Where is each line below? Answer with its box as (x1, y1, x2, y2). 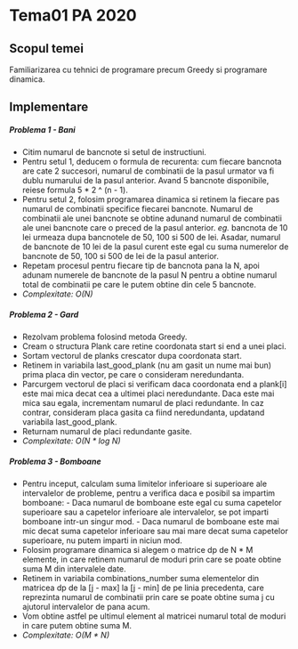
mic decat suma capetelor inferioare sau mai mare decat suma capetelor (21, 526, 289, 537)
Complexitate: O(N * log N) (21, 435, 122, 446)
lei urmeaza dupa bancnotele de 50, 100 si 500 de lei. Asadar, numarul (21, 232, 281, 243)
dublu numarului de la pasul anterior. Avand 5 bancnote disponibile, (21, 175, 270, 186)
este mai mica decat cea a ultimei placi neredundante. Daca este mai (21, 388, 275, 399)
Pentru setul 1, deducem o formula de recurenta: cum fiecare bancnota (21, 157, 282, 167)
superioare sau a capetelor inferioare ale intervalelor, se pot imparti (21, 507, 270, 517)
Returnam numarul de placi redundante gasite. (21, 426, 193, 437)
